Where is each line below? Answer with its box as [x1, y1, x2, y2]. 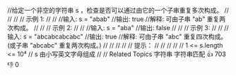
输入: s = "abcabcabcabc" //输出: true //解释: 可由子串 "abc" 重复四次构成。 [7, 32, 228, 41]
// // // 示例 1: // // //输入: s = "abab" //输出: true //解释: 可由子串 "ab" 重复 [7, 15, 220, 23]
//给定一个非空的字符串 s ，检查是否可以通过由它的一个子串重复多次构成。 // [7, 6, 230, 14]
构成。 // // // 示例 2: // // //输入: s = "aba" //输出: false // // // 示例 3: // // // [13, 24, 230, 32]
